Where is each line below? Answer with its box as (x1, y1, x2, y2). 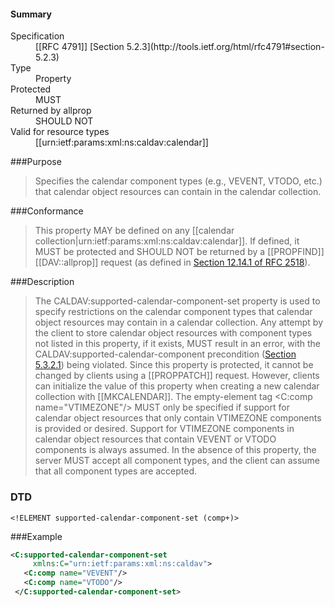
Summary (10, 8, 52, 20)
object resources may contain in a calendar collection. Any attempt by (34, 316, 324, 329)
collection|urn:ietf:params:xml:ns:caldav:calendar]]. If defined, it (34, 235, 300, 247)
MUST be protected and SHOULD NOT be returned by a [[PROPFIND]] (34, 246, 325, 258)
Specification (10, 30, 65, 42)
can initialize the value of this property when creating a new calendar (34, 380, 320, 392)
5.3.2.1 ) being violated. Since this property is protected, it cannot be (34, 359, 314, 371)
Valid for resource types (10, 126, 110, 138)
